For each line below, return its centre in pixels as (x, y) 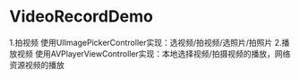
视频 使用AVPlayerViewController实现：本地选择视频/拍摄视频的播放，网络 (154, 53)
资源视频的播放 (37, 65)
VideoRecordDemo (81, 17)
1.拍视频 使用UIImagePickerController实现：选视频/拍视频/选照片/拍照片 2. (146, 42)
